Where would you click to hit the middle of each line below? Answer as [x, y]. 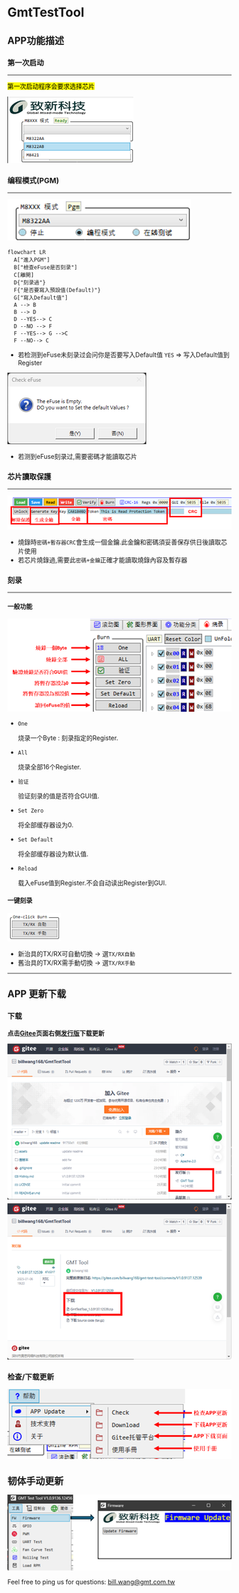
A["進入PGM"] [32, 260]
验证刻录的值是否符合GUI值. [58, 796]
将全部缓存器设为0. [46, 824]
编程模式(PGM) [33, 181]
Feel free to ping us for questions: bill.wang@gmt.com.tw [91, 1582]
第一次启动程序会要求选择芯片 [51, 86]
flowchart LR [27, 253]
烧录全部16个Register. [49, 767]
